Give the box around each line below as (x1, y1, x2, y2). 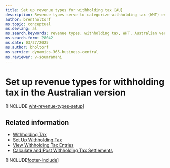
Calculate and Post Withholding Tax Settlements (12, 147, 113, 154)
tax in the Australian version (5, 87, 126, 98)
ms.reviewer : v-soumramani (5, 54, 62, 60)
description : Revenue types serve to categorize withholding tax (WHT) (5, 12, 159, 17)
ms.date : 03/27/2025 (5, 40, 49, 45)
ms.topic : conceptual (5, 21, 51, 27)
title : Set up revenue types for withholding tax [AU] (5, 7, 123, 13)
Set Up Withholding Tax (12, 137, 62, 143)
